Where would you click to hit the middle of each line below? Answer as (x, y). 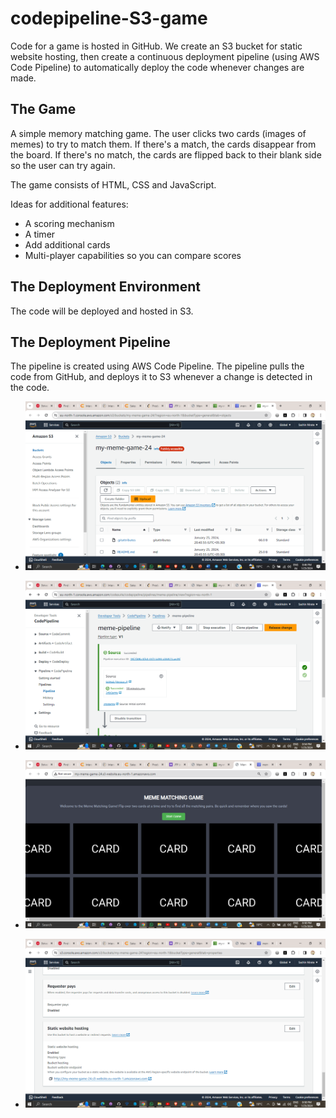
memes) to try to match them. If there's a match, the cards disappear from (163, 144)
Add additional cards (67, 244)
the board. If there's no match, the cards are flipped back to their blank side (166, 154)
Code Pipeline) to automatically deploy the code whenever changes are (157, 67)
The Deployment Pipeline (90, 342)
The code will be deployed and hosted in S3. (102, 311)
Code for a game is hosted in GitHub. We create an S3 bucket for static (156, 46)
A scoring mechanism (69, 223)
